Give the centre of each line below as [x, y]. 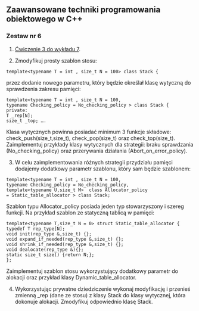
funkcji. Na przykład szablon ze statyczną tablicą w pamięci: [80, 212]
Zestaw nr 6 [24, 36]
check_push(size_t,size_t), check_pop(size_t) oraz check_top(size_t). [91, 138]
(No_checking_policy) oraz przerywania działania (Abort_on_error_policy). [97, 151]
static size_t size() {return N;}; [50, 255]
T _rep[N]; [20, 116]
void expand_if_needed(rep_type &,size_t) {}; [65, 239]
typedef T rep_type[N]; [36, 229]
